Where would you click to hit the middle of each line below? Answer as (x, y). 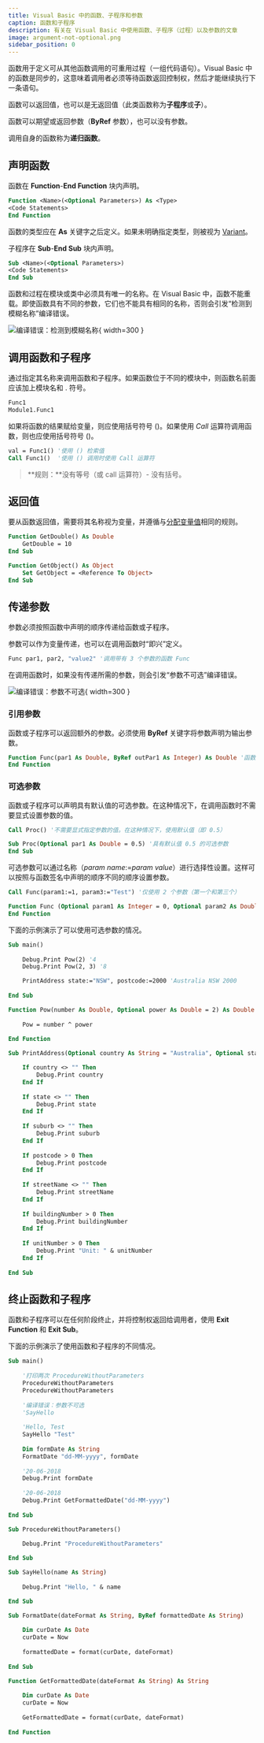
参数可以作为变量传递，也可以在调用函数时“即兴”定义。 (97, 644)
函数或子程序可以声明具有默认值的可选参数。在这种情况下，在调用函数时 (125, 805)
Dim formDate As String (61, 1449)
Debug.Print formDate (57, 1478)
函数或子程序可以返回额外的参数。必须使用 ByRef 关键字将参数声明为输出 (127, 733)
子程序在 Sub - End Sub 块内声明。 (63, 248)
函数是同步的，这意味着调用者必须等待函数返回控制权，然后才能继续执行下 (135, 78)
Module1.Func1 (31, 410)
